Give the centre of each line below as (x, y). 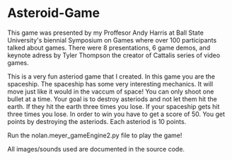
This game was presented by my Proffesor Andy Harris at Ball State (105, 33)
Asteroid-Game (54, 13)
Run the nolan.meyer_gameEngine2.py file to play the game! (95, 135)
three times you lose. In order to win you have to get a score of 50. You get (116, 114)
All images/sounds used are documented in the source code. (96, 149)
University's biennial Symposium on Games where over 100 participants (112, 40)
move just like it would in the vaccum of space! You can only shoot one (111, 91)
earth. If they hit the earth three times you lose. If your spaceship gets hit (114, 106)
